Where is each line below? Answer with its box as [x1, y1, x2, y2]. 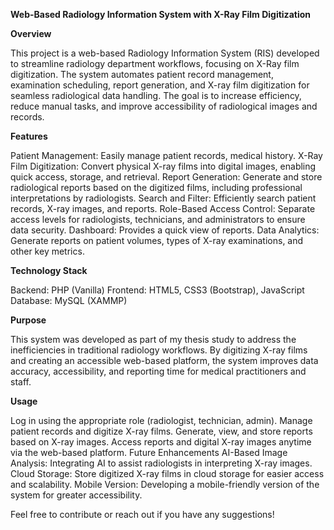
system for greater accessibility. [10, 489, 143, 501]
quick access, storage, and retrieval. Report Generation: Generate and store [10, 171, 323, 183]
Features [10, 130, 48, 142]
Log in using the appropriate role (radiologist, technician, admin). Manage [10, 415, 313, 426]
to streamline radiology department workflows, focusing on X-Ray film [10, 58, 300, 69]
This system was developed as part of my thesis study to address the [10, 334, 297, 345]
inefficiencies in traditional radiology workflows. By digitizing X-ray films [10, 344, 308, 356]
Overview [10, 28, 52, 39]
